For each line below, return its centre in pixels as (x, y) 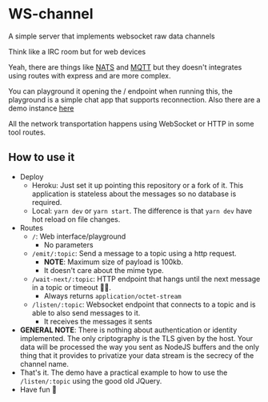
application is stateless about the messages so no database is (134, 194)
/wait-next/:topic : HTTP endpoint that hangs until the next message (146, 279)
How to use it (42, 157)
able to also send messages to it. (86, 312)
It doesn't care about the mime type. (104, 270)
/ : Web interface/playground (79, 236)
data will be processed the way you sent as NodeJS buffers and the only (140, 347)
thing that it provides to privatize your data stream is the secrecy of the (137, 355)
